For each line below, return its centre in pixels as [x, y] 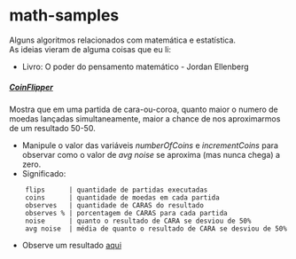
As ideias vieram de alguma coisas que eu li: [90, 49]
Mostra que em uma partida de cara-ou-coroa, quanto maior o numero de [144, 109]
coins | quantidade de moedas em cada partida [122, 197]
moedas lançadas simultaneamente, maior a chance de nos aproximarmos [145, 118]
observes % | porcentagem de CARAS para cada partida [126, 213]
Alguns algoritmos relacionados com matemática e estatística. [123, 40]
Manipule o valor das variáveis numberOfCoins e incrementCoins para [150, 145]
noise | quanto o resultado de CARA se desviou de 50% [138, 221]
